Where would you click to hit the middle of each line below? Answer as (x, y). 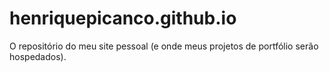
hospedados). (38, 56)
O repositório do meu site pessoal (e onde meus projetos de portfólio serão (164, 46)
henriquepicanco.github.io (123, 18)
